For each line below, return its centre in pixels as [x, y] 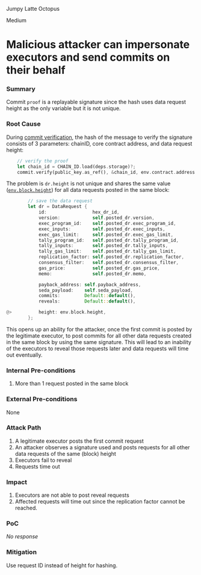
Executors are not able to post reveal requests [72, 495]
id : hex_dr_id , [79, 212]
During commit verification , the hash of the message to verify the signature [99, 137]
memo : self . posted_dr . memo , [92, 274]
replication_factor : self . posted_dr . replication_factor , [111, 257]
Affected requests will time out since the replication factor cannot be [100, 502]
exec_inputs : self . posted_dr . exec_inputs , [102, 229]
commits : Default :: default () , [87, 296]
